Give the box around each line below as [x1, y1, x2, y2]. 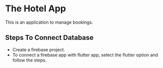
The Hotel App [5, 3, 66, 14]
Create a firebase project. [12, 46, 65, 52]
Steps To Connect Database [5, 34, 94, 42]
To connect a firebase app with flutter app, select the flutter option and [12, 52, 159, 58]
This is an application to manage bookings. [5, 19, 93, 25]
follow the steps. [12, 57, 47, 63]
